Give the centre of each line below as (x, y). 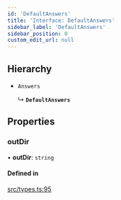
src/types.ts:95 (29, 189)
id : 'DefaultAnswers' (39, 14)
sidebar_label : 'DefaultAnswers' (57, 27)
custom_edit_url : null (41, 40)
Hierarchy (30, 69)
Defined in (23, 173)
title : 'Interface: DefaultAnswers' (61, 20)
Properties (31, 122)
